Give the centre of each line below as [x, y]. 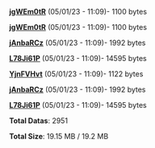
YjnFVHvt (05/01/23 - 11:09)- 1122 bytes [76, 74]
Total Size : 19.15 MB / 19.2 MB [59, 136]
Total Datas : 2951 [38, 121]
